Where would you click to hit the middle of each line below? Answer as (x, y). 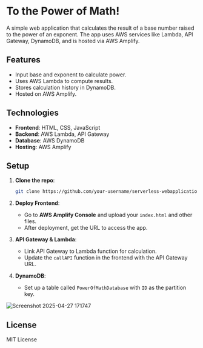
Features (23, 60)
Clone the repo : (35, 181)
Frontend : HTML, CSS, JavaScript (58, 127)
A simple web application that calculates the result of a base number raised (100, 28)
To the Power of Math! (63, 11)
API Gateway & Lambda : (46, 239)
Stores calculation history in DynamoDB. (65, 87)
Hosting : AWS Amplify (43, 147)
